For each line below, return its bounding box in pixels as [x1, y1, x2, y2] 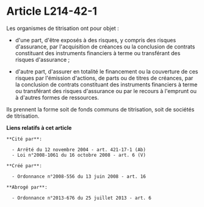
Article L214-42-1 [6, 4, 98, 18]
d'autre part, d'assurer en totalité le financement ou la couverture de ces [15, 67, 199, 75]
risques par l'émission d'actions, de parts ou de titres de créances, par [15, 74, 194, 81]
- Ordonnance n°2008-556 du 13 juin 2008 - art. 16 [12, 173, 147, 179]
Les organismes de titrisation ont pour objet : [6, 24, 119, 32]
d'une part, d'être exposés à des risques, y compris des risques [15, 36, 176, 43]
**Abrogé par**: [6, 184, 48, 190]
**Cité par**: [6, 136, 43, 142]
